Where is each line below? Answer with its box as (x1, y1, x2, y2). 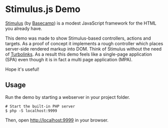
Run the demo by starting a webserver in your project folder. (5, 94, 130, 100)
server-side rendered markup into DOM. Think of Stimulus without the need (5, 46, 162, 52)
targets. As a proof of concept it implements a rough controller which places (5, 40, 163, 46)
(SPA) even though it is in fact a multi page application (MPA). (5, 56, 133, 62)
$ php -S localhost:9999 (5, 108, 57, 113)
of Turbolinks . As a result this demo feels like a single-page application (5, 51, 152, 57)
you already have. (5, 25, 42, 31)
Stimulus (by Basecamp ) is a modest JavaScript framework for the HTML (5, 20, 157, 26)
